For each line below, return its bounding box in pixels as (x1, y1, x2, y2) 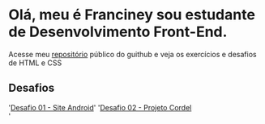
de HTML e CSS (8, 58, 62, 68)
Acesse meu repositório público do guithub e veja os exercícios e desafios (8, 49, 257, 59)
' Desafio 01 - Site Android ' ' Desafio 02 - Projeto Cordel (8, 102, 192, 112)
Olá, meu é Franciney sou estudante (8, 6, 255, 24)
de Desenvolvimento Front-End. (8, 23, 228, 41)
